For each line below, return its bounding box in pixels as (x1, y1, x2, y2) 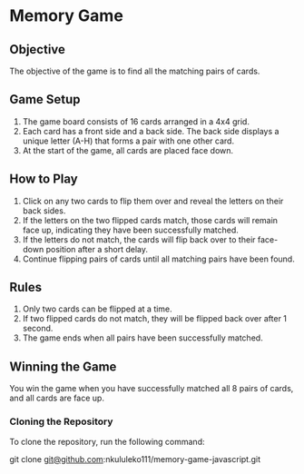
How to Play (9, 172, 79, 187)
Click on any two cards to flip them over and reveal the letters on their (22, 195, 284, 206)
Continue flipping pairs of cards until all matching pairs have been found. (22, 253, 295, 264)
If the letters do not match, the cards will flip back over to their (22, 233, 256, 245)
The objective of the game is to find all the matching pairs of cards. (9, 65, 260, 76)
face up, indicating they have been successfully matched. (22, 224, 239, 235)
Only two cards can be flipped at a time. (22, 303, 172, 314)
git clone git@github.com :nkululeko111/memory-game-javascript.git (9, 453, 261, 464)
